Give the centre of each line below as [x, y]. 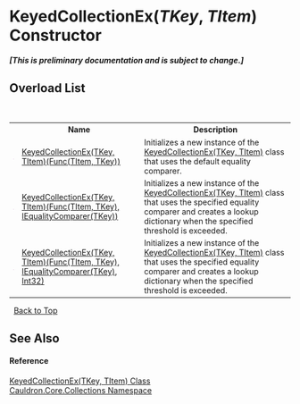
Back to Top [35, 310]
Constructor [56, 35]
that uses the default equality [198, 161]
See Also [34, 338]
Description [216, 130]
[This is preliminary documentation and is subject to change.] [126, 60]
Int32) [33, 281]
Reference [29, 361]
